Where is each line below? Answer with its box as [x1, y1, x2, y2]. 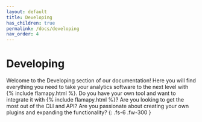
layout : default [6, 8, 47, 15]
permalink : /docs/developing [6, 25, 80, 32]
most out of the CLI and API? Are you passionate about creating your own [6, 103, 189, 110]
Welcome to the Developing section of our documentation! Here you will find [6, 77, 196, 84]
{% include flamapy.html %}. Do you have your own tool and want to [6, 90, 176, 97]
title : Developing [6, 14, 52, 20]
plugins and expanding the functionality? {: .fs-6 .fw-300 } [6, 109, 151, 116]
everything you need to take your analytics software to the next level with [6, 84, 189, 91]
